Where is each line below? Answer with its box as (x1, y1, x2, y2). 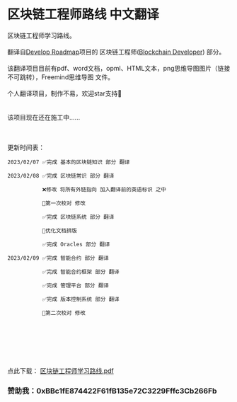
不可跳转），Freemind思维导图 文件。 (7, 72, 115, 81)
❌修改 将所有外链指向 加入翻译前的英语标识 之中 (42, 185, 166, 193)
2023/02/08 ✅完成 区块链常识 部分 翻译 (7, 172, 115, 179)
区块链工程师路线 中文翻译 (7, 6, 159, 23)
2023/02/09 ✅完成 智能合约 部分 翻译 (7, 254, 110, 262)
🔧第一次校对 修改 (42, 200, 86, 207)
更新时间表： (7, 143, 45, 151)
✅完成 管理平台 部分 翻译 (42, 282, 110, 289)
